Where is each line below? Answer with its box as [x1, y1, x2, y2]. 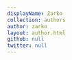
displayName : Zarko [7, 10, 63, 17]
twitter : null [7, 42, 48, 49]
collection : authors [7, 17, 67, 23]
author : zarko [7, 23, 48, 30]
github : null [7, 36, 45, 43]
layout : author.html [7, 29, 67, 37]
